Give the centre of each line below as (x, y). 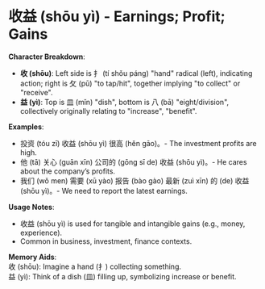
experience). (41, 232)
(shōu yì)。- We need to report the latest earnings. (104, 191)
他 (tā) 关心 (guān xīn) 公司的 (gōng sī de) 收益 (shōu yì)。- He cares (133, 161)
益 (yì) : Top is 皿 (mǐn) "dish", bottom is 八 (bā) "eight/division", (124, 102)
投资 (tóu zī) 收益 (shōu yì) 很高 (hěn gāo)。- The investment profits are (138, 143)
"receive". (37, 92)
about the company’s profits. (67, 171)
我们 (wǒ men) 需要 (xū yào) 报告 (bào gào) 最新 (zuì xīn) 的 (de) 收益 (135, 180)
